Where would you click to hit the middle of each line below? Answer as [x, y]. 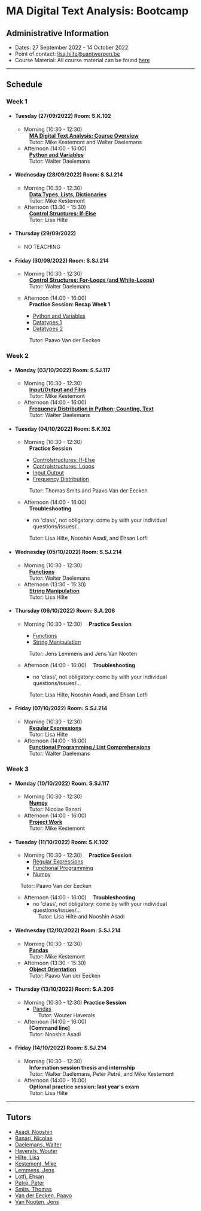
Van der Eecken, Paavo [43, 1195]
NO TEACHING [42, 247]
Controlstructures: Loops [63, 466]
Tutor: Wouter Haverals [67, 1015]
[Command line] [50, 1028]
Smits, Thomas [33, 1189]
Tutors [19, 1117]
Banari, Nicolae [33, 1138]
